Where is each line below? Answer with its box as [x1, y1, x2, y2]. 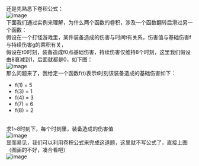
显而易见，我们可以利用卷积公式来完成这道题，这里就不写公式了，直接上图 [6, 139, 188, 146]
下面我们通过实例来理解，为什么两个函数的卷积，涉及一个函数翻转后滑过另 [6, 19, 188, 25]
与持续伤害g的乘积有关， [6, 41, 67, 48]
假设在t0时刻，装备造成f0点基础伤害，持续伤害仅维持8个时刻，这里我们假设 [6, 49, 191, 55]
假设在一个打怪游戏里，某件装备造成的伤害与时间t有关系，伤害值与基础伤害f [6, 34, 191, 40]
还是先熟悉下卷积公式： [6, 5, 63, 12]
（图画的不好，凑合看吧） [6, 146, 69, 153]
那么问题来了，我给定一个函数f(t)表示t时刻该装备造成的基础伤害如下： [6, 70, 176, 76]
